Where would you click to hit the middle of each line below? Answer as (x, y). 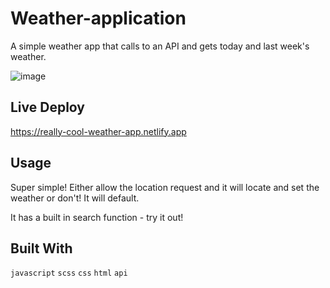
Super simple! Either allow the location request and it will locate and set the (165, 187)
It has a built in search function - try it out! (97, 217)
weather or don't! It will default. (75, 198)
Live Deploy (48, 107)
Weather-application (98, 18)
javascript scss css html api (69, 273)
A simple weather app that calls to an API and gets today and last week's (160, 46)
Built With (41, 248)
